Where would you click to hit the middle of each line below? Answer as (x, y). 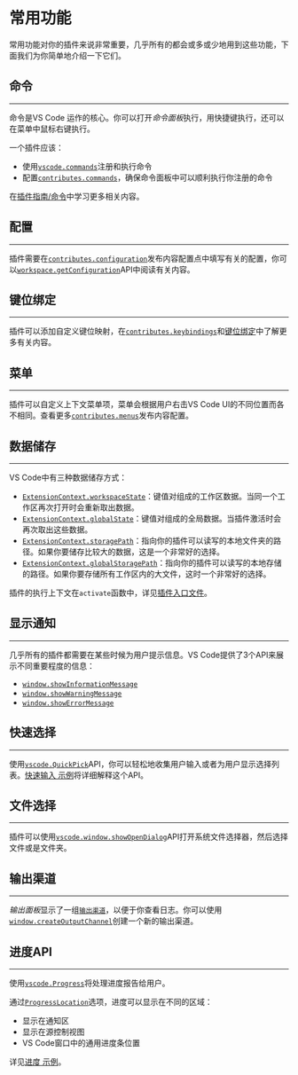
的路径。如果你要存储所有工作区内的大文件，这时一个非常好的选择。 (146, 574)
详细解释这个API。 (115, 775)
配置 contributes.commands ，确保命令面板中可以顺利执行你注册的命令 (147, 177)
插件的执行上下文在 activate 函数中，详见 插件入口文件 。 (111, 592)
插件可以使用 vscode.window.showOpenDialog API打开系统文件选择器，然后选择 (149, 837)
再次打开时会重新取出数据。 (88, 507)
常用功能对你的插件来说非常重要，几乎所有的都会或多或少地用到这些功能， (145, 44)
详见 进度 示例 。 (38, 1062)
